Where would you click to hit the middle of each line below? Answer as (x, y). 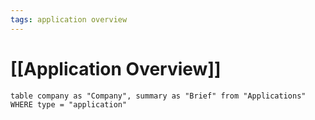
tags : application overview (69, 19)
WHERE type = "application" (69, 104)
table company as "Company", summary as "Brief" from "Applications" (158, 96)
